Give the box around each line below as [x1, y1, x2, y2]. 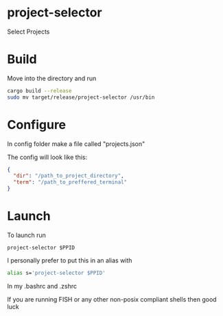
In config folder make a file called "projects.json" [7, 139, 145, 148]
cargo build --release [7, 87, 72, 94]
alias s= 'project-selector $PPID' [7, 269, 106, 276]
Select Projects [7, 27, 50, 36]
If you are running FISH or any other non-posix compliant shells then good [7, 295, 218, 303]
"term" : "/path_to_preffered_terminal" [13, 179, 128, 186]
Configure [7, 117, 67, 132]
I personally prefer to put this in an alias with [7, 256, 132, 265]
